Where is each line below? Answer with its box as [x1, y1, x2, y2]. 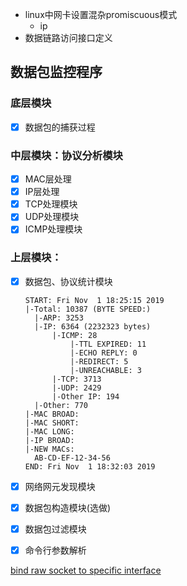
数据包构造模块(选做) [24, 501, 111, 513]
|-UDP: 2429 [51, 383, 102, 393]
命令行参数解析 [24, 544, 87, 556]
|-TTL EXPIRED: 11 [69, 339, 147, 349]
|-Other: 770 [34, 400, 89, 410]
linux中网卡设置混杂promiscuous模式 [24, 9, 178, 20]
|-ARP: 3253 [34, 313, 84, 323]
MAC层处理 [24, 173, 72, 185]
